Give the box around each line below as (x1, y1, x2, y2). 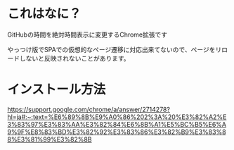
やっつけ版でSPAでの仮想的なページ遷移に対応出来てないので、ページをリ (7, 45, 222, 54)
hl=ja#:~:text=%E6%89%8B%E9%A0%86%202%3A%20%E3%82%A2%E (7, 113, 227, 121)
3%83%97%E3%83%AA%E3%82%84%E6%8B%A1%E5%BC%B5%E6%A (7, 120, 227, 128)
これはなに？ (7, 6, 82, 22)
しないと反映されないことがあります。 (19, 54, 130, 63)
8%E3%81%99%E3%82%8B (7, 135, 93, 144)
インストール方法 (7, 82, 106, 98)
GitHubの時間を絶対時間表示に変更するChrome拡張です (7, 30, 168, 39)
